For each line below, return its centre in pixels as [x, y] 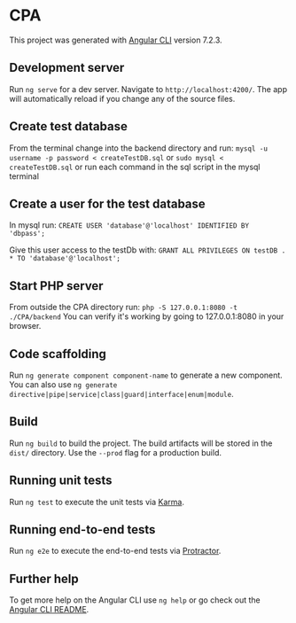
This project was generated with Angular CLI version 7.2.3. [116, 40]
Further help [44, 578]
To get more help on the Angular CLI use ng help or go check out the [135, 600]
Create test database [69, 126]
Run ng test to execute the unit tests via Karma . [97, 502]
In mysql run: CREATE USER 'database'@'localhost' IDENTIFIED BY [129, 225]
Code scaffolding [58, 354]
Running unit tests [61, 481]
